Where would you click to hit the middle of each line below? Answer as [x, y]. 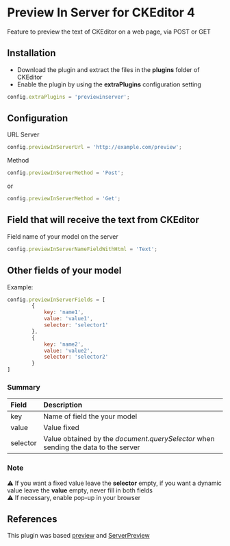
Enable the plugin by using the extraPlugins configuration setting [109, 84]
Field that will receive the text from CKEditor [103, 220]
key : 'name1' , [64, 312]
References [32, 519]
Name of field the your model [90, 416]
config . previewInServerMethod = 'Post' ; [66, 173]
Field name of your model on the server [63, 236]
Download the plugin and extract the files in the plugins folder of [108, 69]
